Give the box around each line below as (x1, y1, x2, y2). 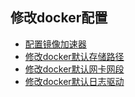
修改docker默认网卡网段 (24, 63, 125, 75)
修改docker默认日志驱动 (24, 75, 125, 87)
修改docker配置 (10, 9, 108, 27)
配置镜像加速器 (24, 38, 87, 50)
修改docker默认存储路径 (24, 50, 125, 62)
